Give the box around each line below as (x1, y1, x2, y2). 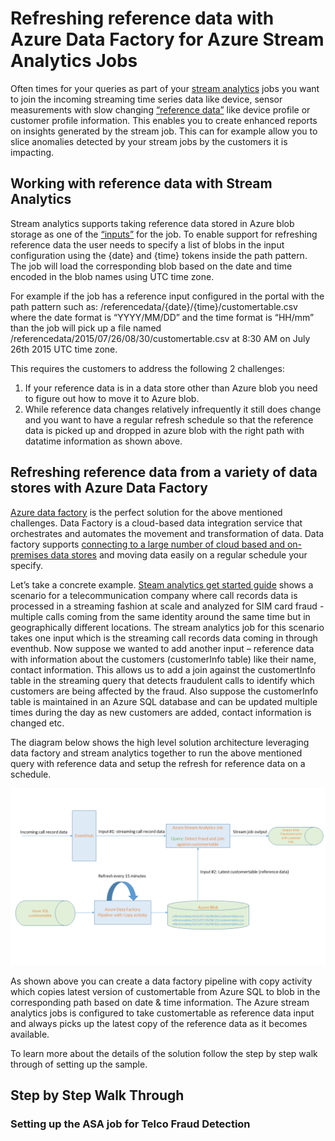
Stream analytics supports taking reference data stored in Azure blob (10, 217, 295, 229)
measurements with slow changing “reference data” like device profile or (10, 103, 311, 116)
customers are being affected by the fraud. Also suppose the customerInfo (10, 685, 319, 697)
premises (10, 548, 49, 561)
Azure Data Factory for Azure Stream (10, 28, 325, 51)
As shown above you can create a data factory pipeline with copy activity (10, 975, 313, 987)
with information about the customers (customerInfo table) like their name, (10, 653, 317, 665)
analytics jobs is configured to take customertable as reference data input (10, 1007, 315, 1019)
